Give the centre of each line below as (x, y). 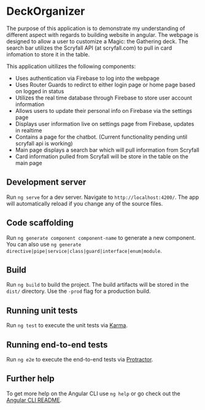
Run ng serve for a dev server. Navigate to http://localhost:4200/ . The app (103, 197)
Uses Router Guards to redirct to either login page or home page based (105, 85)
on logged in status (40, 91)
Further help (31, 379)
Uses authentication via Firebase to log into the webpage (87, 78)
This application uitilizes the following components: (71, 66)
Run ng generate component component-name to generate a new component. (101, 238)
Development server (46, 182)
